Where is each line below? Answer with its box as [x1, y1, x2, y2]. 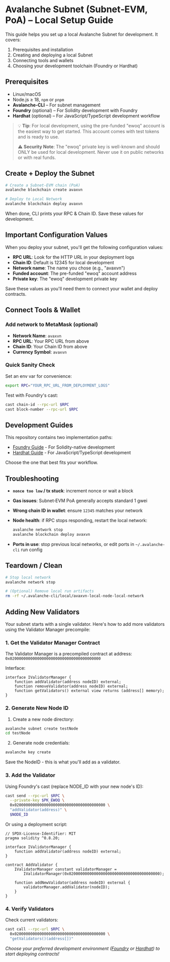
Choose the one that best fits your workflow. [5, 459, 98, 465]
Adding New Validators [5, 608, 80, 616]
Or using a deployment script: [5, 821, 67, 827]
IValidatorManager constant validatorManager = [14, 867, 117, 872]
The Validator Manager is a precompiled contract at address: [5, 651, 132, 657]
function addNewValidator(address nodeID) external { [14, 880, 130, 885]
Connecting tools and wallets [12, 57, 74, 63]
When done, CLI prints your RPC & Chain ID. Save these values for [5, 210, 144, 217]
